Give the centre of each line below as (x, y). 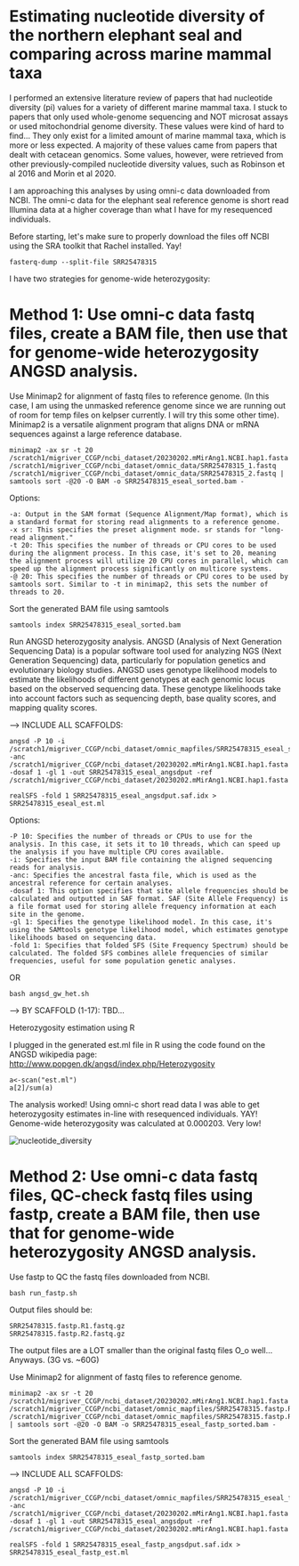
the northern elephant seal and (126, 35)
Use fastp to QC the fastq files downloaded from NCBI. (110, 1277)
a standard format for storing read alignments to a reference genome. (145, 522)
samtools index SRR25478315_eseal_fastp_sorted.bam (107, 1457)
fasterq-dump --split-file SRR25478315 (83, 262)
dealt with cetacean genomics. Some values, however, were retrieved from (146, 154)
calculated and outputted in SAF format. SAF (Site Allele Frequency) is (149, 898)
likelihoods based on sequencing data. (83, 937)
